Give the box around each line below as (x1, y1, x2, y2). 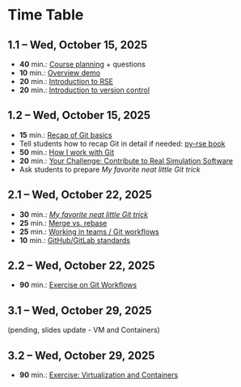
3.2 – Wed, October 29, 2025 (7, 348, 155, 362)
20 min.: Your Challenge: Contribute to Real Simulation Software (19, 155, 234, 165)
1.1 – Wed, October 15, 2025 (7, 38, 148, 52)
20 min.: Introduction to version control (19, 85, 150, 95)
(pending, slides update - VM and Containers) (7, 325, 161, 335)
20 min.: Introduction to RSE (19, 77, 114, 86)
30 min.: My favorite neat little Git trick (19, 209, 149, 219)
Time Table (7, 6, 84, 24)
